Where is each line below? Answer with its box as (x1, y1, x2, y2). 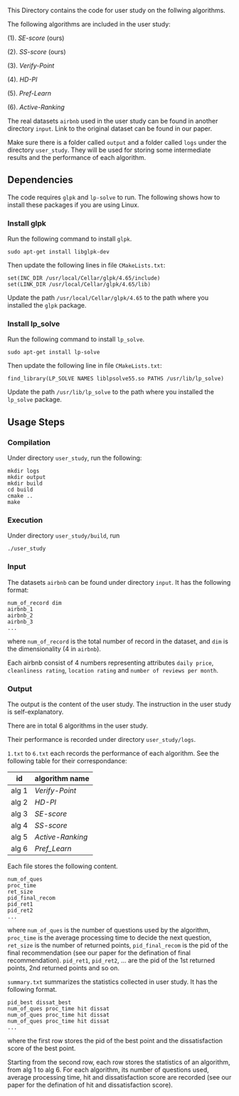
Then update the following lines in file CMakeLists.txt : (7, 261, 166, 270)
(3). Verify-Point (7, 61, 55, 70)
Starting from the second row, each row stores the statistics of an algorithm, (7, 1057, 230, 1066)
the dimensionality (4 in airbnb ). (7, 644, 102, 653)
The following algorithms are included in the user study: (7, 20, 171, 28)
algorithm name (34, 773, 90, 783)
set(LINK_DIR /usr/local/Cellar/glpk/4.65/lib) (7, 281, 152, 288)
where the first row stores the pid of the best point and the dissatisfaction (7, 1036, 223, 1045)
